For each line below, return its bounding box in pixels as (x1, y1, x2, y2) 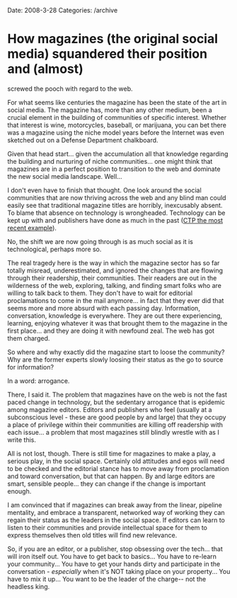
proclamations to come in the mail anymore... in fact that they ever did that (7, 296, 224, 304)
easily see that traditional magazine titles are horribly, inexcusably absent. (7, 201, 223, 209)
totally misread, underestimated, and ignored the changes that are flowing (7, 266, 223, 275)
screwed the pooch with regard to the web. (7, 84, 133, 93)
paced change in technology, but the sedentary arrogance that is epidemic (7, 397, 225, 406)
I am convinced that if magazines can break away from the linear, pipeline (7, 500, 223, 509)
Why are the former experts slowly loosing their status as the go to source (7, 355, 224, 364)
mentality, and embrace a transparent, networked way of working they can (7, 508, 225, 516)
